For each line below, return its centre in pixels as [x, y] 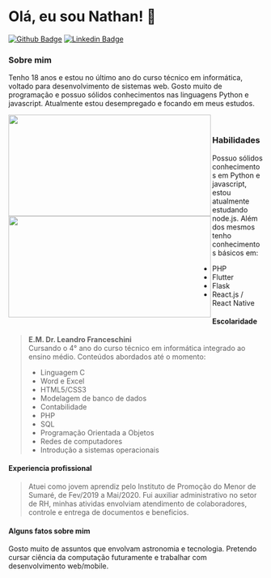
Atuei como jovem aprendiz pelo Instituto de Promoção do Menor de [142, 486]
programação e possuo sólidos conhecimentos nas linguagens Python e [129, 95]
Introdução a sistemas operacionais [100, 450]
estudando [230, 209]
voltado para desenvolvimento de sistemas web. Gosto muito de [115, 86]
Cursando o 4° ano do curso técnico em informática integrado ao [137, 348]
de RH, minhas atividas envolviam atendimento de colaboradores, [138, 503]
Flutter [223, 277]
